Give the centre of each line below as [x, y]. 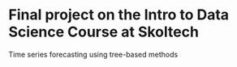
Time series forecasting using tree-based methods [93, 54]
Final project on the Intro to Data [119, 15]
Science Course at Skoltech [103, 32]
